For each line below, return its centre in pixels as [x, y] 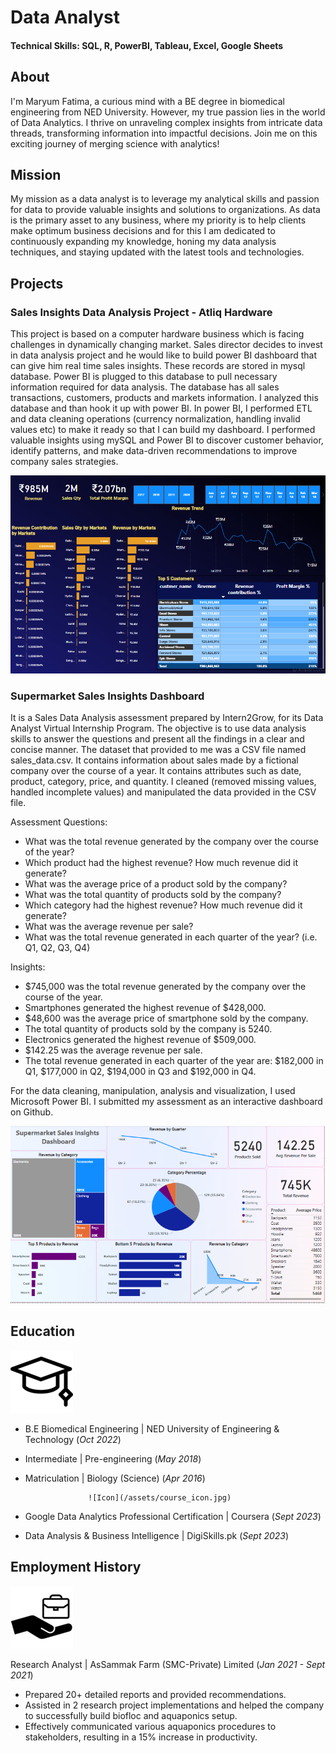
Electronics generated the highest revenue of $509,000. [140, 1040]
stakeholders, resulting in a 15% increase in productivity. [141, 1737]
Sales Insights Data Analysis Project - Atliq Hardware [141, 312]
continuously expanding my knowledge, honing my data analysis [143, 242]
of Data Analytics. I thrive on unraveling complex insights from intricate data [166, 122]
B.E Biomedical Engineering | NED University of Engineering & [152, 1428]
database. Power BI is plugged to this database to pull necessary [144, 377]
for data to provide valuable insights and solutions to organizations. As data [165, 210]
